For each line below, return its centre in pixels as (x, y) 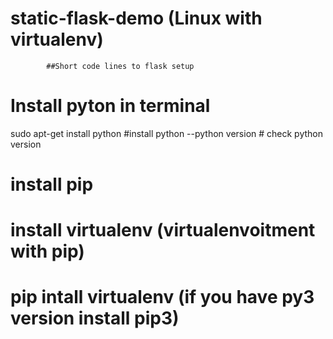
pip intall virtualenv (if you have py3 (162, 297)
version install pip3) (95, 318)
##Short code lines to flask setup (120, 66)
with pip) (47, 251)
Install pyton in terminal (110, 106)
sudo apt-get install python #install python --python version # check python (166, 133)
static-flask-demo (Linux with (136, 18)
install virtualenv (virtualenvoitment (163, 230)
